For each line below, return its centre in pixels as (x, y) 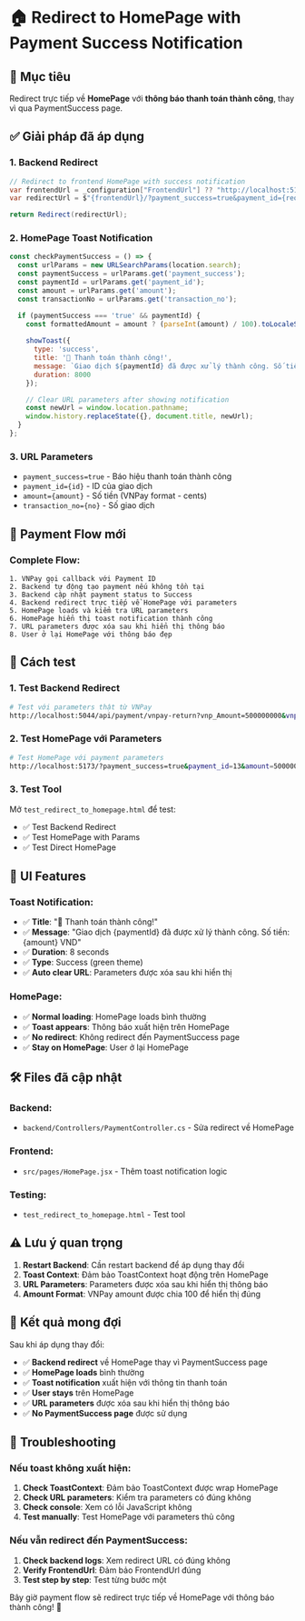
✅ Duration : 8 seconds (66, 952)
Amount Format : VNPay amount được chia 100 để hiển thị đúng (142, 1294)
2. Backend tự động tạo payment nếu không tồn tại (107, 586)
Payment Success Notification (126, 43)
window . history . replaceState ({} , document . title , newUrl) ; (140, 416)
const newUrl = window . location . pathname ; (107, 408)
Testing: (28, 1195)
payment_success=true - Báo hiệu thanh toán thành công (127, 476)
